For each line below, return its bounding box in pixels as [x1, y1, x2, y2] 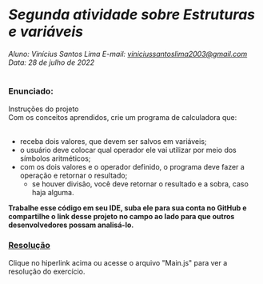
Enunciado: [8, 86, 54, 97]
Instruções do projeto [8, 104, 79, 114]
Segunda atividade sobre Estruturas [8, 6, 256, 24]
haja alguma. [31, 187, 74, 197]
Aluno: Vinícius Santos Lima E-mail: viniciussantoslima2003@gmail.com [8, 49, 248, 58]
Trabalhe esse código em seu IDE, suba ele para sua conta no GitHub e [8, 202, 247, 213]
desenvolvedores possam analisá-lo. [8, 220, 134, 230]
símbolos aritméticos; [19, 154, 91, 163]
